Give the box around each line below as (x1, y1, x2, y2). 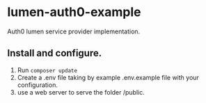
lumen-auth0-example (7, 4, 141, 20)
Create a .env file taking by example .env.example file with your (17, 73, 200, 81)
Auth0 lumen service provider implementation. (7, 27, 141, 35)
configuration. (17, 81, 58, 89)
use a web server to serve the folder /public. (17, 88, 145, 96)
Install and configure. (7, 47, 102, 59)
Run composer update (17, 65, 78, 74)
